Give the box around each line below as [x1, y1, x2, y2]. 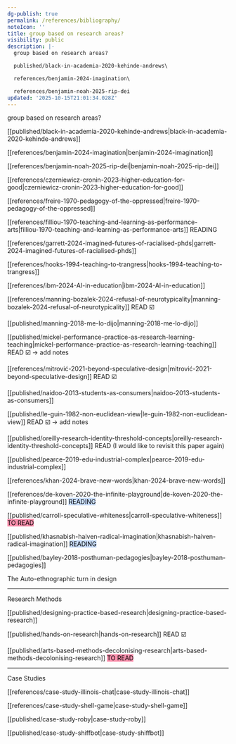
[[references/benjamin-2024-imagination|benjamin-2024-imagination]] [7, 149, 214, 157]
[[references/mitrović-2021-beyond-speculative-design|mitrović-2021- [7, 364, 213, 373]
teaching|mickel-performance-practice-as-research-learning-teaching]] [7, 340, 217, 349]
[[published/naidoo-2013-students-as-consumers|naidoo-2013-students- [7, 389, 221, 397]
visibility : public [7, 37, 65, 44]
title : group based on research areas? [7, 30, 124, 37]
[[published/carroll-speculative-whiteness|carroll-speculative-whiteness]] [7, 512, 223, 520]
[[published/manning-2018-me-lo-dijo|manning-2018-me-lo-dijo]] [7, 319, 199, 328]
